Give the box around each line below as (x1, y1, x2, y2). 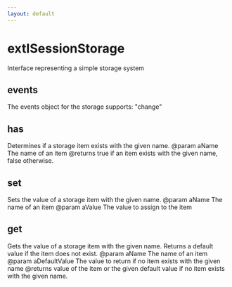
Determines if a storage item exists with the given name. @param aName (7, 142, 219, 150)
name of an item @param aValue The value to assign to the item (7, 203, 192, 211)
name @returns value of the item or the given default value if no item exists (7, 264, 225, 272)
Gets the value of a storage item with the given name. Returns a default (7, 241, 214, 250)
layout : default (7, 10, 55, 18)
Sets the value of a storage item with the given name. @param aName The (7, 196, 223, 203)
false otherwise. (7, 156, 54, 165)
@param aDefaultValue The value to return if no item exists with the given (7, 257, 221, 265)
